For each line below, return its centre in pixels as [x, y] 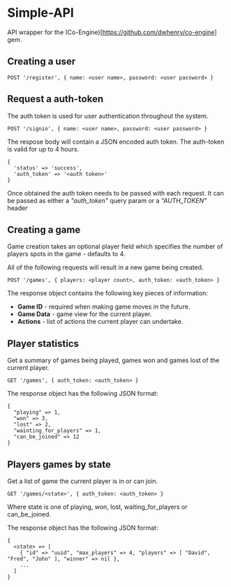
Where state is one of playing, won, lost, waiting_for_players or [97, 507]
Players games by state [59, 465]
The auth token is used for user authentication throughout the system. [108, 116]
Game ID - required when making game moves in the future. [104, 307]
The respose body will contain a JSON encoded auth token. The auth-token [116, 142]
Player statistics [43, 343]
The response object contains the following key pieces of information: [107, 293]
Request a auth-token [55, 99]
